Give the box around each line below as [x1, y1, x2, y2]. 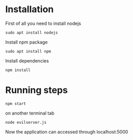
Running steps [5, 85, 68, 96]
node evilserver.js [5, 120, 47, 125]
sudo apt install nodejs [5, 30, 58, 35]
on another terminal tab [5, 110, 55, 116]
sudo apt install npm [5, 49, 51, 54]
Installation [5, 4, 54, 15]
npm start [5, 101, 26, 106]
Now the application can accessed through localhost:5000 [5, 128, 128, 135]
